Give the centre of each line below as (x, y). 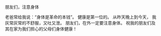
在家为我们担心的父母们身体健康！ (43, 29)
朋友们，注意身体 (22, 7)
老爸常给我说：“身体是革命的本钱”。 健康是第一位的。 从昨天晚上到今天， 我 (81, 17)
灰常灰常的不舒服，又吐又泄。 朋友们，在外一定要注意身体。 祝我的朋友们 (78, 23)
